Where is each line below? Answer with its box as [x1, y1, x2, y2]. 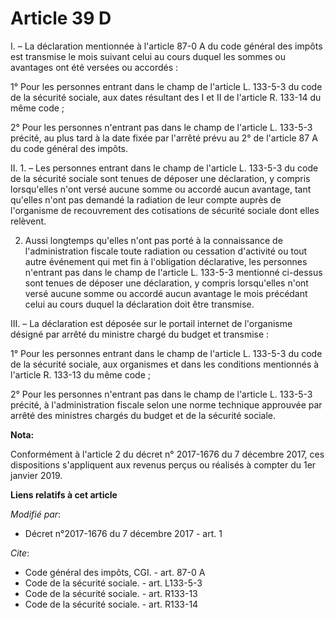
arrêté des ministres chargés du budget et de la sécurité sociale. [10, 409, 277, 421]
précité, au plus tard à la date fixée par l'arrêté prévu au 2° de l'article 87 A [10, 132, 318, 144]
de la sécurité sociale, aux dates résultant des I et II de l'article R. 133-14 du [10, 91, 322, 103]
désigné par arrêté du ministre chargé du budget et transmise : [10, 328, 270, 340]
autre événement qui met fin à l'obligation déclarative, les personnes [24, 255, 308, 267]
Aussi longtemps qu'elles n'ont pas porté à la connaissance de [24, 234, 283, 246]
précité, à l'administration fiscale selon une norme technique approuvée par [10, 398, 323, 411]
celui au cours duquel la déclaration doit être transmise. [24, 298, 255, 310]
